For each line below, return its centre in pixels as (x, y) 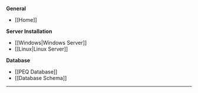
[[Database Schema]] (41, 78)
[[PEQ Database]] (36, 72)
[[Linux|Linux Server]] (41, 49)
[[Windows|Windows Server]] (51, 43)
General (16, 9)
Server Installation (29, 31)
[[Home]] (26, 20)
